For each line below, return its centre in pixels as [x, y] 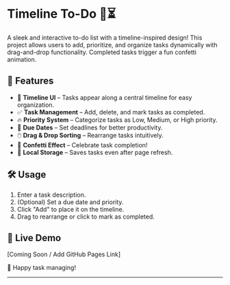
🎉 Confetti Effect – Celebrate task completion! [82, 145]
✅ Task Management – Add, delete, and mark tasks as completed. [111, 112]
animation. [22, 59]
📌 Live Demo [34, 238]
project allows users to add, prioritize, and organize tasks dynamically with [112, 45]
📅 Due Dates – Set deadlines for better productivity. [90, 127]
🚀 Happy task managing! [42, 268]
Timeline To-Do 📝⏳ [62, 14]
